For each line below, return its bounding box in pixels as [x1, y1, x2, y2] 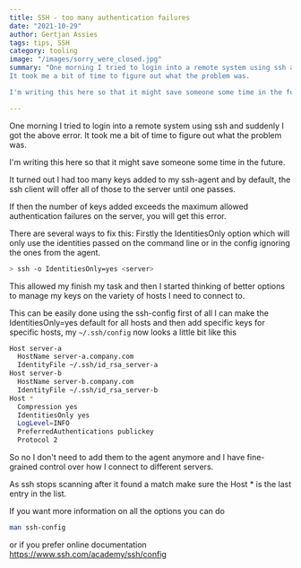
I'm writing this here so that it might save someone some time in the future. [9, 156, 286, 167]
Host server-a [9, 344, 63, 353]
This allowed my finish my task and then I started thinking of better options [9, 280, 285, 292]
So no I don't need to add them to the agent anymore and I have [9, 452, 245, 462]
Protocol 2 [17, 436, 58, 445]
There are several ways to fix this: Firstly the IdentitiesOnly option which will [9, 228, 290, 239]
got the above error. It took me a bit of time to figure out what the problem [9, 129, 282, 140]
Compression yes [17, 402, 78, 411]
